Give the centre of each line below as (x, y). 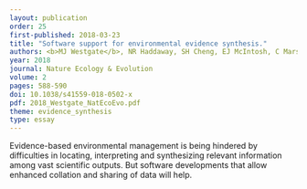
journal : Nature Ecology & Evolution (81, 69)
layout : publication (49, 18)
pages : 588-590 (38, 86)
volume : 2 (28, 78)
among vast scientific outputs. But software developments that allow (138, 165)
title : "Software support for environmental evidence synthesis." (138, 43)
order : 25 (28, 26)
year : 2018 (30, 60)
